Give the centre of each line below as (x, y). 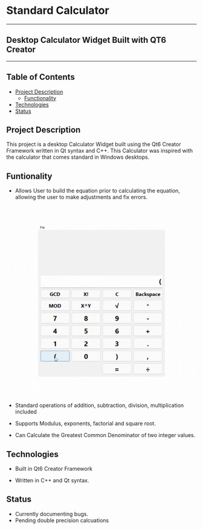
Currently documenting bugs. (52, 514)
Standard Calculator (58, 11)
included (26, 412)
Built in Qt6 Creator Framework (53, 469)
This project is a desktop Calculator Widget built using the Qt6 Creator (94, 144)
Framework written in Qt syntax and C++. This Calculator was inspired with (100, 151)
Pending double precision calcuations (62, 520)
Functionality (40, 98)
